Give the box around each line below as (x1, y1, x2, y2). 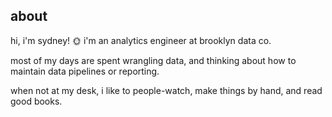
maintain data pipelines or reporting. (10, 65, 160, 77)
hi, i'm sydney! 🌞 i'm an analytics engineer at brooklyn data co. (10, 34, 272, 46)
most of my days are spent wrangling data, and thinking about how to (10, 54, 297, 66)
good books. (10, 95, 63, 107)
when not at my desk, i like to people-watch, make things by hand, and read (10, 84, 323, 96)
